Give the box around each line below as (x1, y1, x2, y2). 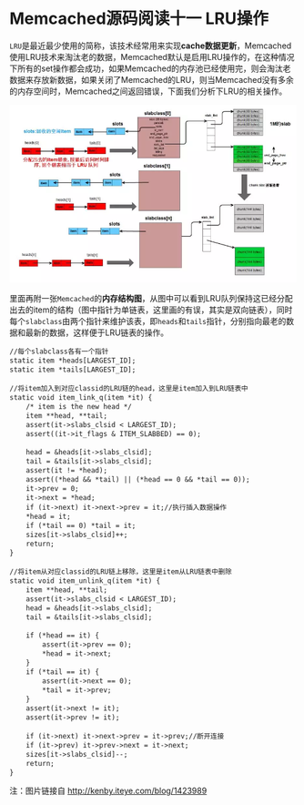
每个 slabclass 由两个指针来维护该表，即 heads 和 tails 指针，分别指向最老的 (9, 316, 287, 327)
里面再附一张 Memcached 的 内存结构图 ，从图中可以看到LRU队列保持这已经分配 (9, 293, 293, 304)
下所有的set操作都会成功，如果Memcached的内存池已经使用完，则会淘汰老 (9, 63, 291, 74)
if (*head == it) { (25, 631, 100, 640)
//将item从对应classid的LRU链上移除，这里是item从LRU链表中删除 (9, 567, 232, 576)
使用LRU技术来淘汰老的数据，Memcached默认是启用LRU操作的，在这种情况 (9, 51, 295, 62)
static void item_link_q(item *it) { (9, 393, 153, 402)
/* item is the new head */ (25, 402, 132, 412)
